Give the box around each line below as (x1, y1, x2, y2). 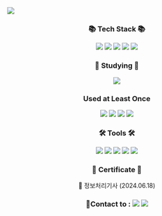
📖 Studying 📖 (95, 61, 139, 70)
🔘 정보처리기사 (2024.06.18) (78, 181, 156, 190)
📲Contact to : (86, 199, 131, 209)
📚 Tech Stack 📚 (88, 24, 146, 33)
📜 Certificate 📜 (91, 165, 143, 175)
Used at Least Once (83, 93, 151, 103)
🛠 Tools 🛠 (98, 128, 136, 138)
